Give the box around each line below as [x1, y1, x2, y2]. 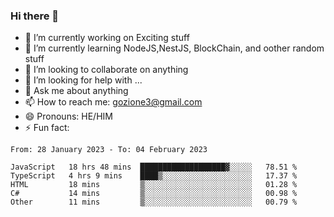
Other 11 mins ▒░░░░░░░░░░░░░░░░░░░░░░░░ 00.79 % [10, 197, 298, 208]
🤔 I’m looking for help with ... [24, 74, 143, 86]
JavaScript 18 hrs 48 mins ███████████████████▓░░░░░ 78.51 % [10, 162, 298, 173]
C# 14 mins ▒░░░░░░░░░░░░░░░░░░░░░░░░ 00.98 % [10, 189, 298, 199]
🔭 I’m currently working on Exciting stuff [24, 32, 190, 44]
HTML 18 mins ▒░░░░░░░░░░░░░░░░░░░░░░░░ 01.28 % [10, 180, 298, 190]
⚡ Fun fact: [24, 122, 70, 134]
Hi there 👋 [10, 9, 60, 23]
